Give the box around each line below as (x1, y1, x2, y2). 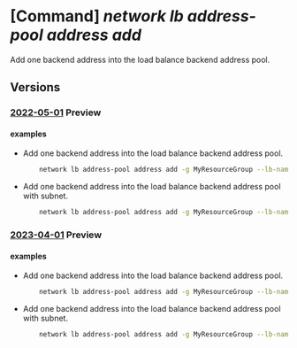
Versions (10, 80, 61, 95)
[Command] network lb (10, 6, 184, 27)
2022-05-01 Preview (10, 106, 102, 119)
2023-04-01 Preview (10, 228, 103, 241)
